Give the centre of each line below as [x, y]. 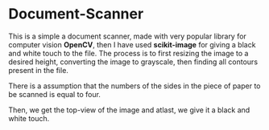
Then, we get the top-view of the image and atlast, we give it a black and [129, 110]
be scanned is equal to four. [54, 94]
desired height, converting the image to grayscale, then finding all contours [133, 62]
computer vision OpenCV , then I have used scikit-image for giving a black [132, 44]
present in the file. [38, 70]
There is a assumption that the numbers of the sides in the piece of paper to [134, 86]
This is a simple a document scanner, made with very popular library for [128, 36]
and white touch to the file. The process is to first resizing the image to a [128, 53]
